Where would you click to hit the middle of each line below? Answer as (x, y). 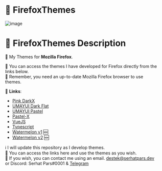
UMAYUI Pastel (27, 111)
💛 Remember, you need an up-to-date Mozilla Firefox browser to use (74, 76)
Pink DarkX (23, 101)
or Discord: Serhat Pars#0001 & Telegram (47, 163)
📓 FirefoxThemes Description (66, 43)
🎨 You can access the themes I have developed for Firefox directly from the (81, 66)
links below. (17, 71)
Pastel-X (21, 116)
